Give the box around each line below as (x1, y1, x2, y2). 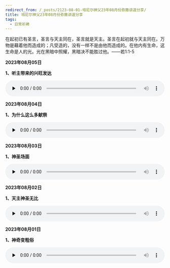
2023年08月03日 (5, 143, 42, 149)
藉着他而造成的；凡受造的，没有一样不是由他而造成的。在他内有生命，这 (14, 42, 165, 49)
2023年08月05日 (5, 59, 42, 66)
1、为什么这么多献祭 (5, 112, 48, 118)
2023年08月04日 (5, 101, 42, 107)
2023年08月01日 (5, 226, 41, 233)
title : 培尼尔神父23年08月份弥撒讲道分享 (5, 12, 83, 17)
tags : (5, 17, 17, 22)
